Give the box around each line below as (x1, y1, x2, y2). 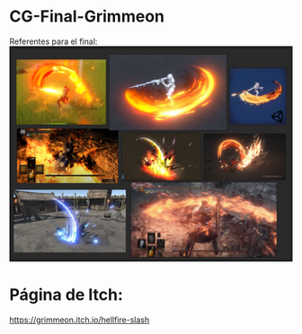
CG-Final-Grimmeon (9, 6, 164, 27)
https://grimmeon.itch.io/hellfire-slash (9, 314, 150, 325)
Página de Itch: (9, 285, 124, 305)
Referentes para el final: (9, 36, 98, 47)
